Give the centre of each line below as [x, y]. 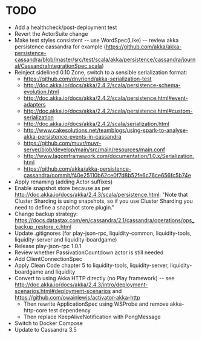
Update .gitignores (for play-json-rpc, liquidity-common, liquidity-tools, [103, 233]
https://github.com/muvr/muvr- [62, 143]
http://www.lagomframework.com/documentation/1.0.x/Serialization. [109, 156]
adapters [34, 104]
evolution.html [41, 91]
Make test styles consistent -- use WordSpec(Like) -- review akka [96, 40]
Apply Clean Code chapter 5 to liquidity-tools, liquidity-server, [92, 265]
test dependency [70, 310]
